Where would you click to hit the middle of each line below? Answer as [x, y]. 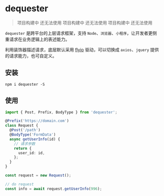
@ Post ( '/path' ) [25, 130]
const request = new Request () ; [38, 175]
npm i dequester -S [25, 84]
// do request [20, 184]
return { [23, 148]
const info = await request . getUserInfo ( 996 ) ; [54, 189]
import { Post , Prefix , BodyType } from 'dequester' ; [61, 112]
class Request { [22, 125]
